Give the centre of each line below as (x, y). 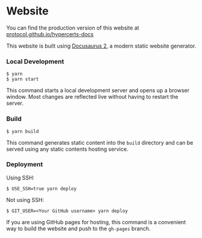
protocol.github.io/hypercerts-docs (50, 34)
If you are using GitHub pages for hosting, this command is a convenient (96, 222)
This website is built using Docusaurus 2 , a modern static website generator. (101, 46)
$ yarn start (23, 80)
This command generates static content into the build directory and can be (100, 142)
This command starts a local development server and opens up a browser (98, 90)
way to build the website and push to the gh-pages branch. (78, 228)
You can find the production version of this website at (73, 28)
